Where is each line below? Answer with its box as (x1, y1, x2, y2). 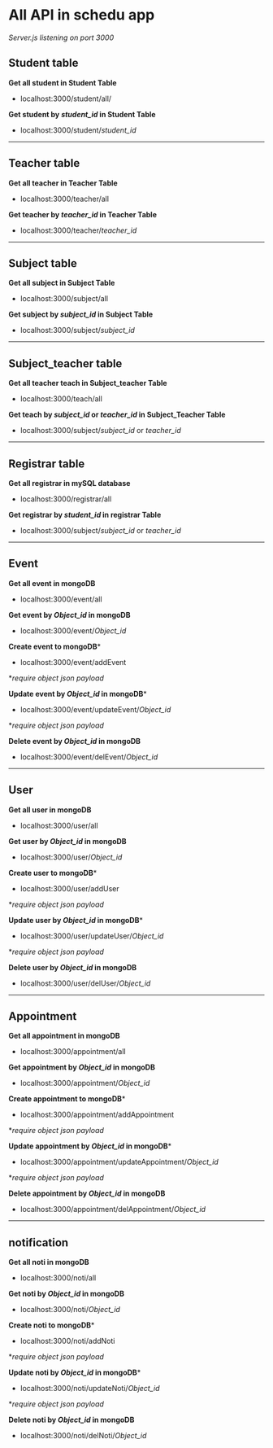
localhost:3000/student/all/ (19, 94, 112, 103)
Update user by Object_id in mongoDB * (8, 915, 144, 925)
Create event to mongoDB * (8, 641, 102, 651)
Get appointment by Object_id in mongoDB (8, 1062, 156, 1072)
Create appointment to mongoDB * (8, 1094, 126, 1104)
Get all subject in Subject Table (8, 278, 115, 288)
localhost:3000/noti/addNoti (19, 1336, 115, 1346)
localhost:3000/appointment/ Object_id (19, 1078, 150, 1088)
